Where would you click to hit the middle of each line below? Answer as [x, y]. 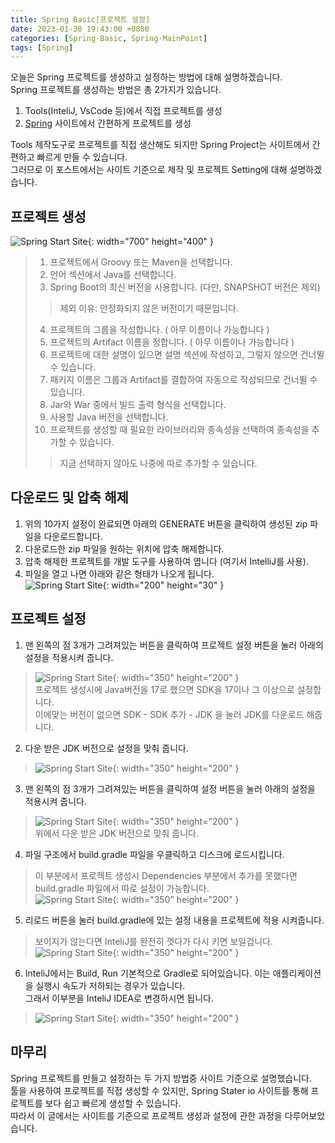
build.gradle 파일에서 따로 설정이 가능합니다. [122, 888]
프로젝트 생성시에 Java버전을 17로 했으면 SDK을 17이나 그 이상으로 [164, 689]
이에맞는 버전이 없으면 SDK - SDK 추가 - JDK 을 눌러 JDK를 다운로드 [169, 714]
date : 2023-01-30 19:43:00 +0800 [80, 29]
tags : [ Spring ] [42, 47]
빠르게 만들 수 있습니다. [82, 157]
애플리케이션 [297, 973]
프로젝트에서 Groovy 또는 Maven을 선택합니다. [141, 262]
